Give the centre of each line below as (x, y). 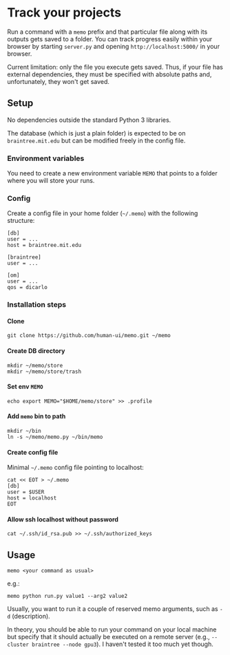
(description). (31, 616)
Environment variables (46, 158)
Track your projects (64, 13)
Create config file (33, 452)
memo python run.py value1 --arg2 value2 (67, 597)
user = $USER (26, 492)
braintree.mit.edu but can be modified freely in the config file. (96, 140)
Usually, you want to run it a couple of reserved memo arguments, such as (113, 609)
